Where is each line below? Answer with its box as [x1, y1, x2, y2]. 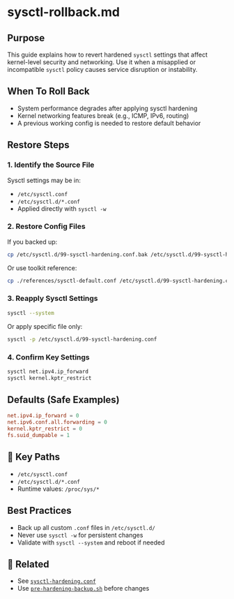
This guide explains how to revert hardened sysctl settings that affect [7, 50, 208, 59]
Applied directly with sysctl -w [17, 204, 107, 213]
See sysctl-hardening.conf [17, 577, 96, 585]
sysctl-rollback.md [7, 4, 120, 20]
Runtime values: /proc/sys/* [17, 485, 100, 493]
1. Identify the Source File [7, 160, 95, 170]
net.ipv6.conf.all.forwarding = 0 [7, 419, 108, 426]
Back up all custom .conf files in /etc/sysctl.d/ [17, 523, 155, 531]
